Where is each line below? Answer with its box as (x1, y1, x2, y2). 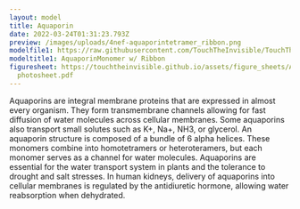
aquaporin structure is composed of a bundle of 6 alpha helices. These (9, 133, 271, 143)
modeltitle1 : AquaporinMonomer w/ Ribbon (9, 54, 166, 63)
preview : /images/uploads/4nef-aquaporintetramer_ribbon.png (9, 37, 242, 47)
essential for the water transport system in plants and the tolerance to (9, 161, 266, 172)
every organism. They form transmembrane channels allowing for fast (9, 104, 266, 116)
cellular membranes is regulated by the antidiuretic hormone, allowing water (9, 180, 289, 191)
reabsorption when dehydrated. (9, 189, 126, 200)
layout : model (9, 12, 62, 22)
